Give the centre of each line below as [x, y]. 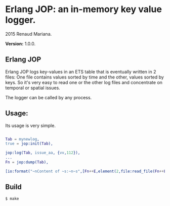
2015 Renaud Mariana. [29, 34]
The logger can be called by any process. [49, 97]
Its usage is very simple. [30, 125]
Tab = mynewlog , [22, 139]
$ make [12, 198]
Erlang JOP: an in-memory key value [83, 9]
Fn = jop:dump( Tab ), [27, 162]
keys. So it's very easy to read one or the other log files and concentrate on [84, 82]
